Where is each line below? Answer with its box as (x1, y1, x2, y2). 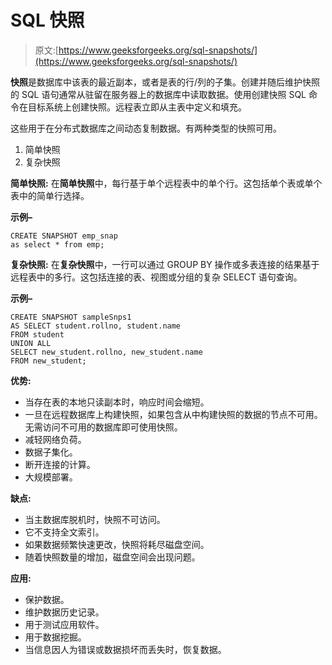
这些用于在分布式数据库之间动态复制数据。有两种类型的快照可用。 (10, 122, 282, 134)
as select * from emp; (10, 239, 105, 250)
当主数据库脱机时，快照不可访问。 (24, 513, 166, 525)
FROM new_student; (10, 356, 87, 366)
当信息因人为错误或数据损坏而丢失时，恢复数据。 (24, 643, 227, 655)
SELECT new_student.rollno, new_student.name (10, 347, 203, 357)
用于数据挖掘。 (24, 631, 87, 643)
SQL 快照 (10, 9, 85, 32)
